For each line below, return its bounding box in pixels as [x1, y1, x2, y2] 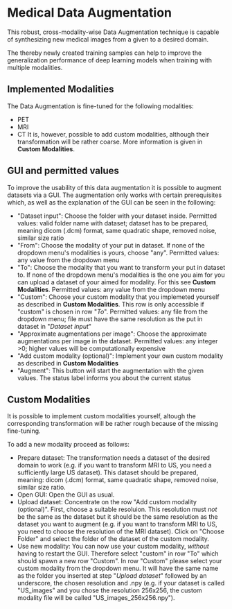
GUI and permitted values [7, 165, 120, 177]
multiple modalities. [7, 63, 63, 71]
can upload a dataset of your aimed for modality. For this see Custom [17, 277, 216, 286]
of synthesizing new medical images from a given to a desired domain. [7, 35, 209, 43]
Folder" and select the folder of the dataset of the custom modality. [17, 535, 210, 543]
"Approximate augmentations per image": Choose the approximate [17, 329, 207, 338]
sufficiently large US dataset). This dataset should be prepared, [17, 468, 199, 477]
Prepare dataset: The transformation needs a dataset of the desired [17, 454, 210, 462]
